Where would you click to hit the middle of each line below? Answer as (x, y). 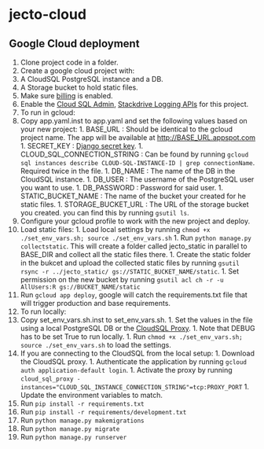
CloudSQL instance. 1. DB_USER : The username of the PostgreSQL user (137, 179)
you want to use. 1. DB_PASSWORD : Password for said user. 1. (121, 188)
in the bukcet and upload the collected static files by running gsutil (130, 263)
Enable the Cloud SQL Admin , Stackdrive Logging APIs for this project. (134, 104)
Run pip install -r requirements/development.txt (103, 412)
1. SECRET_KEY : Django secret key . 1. (82, 146)
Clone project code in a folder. (69, 62)
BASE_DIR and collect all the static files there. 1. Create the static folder (136, 254)
